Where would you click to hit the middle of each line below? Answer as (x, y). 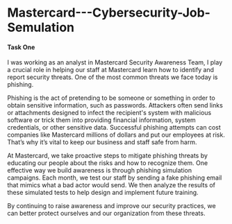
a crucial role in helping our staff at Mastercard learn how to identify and (110, 70)
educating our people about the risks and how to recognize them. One (108, 163)
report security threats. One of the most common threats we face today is (113, 77)
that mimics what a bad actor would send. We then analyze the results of (111, 185)
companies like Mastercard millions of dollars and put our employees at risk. (116, 135)
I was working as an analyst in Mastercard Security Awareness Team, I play (115, 62)
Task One (21, 47)
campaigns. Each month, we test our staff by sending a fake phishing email (115, 178)
